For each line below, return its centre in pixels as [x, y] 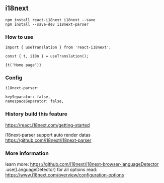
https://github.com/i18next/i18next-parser [48, 140]
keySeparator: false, [28, 97]
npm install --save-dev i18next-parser [47, 24]
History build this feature [36, 114]
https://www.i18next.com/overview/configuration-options [65, 175]
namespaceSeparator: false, [35, 101]
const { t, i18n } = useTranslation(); [47, 56]
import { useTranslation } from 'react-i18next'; [58, 47]
